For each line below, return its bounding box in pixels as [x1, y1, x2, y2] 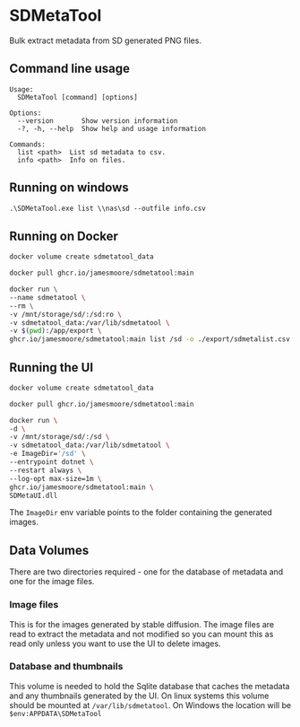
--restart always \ [9, 466, 82, 475]
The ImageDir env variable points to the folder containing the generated [9, 507, 273, 518]
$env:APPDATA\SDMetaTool [9, 709, 102, 718]
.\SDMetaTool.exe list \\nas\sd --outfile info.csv [9, 204, 206, 213]
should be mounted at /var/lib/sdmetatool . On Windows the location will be [9, 699, 292, 710]
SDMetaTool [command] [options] [17, 92, 139, 101]
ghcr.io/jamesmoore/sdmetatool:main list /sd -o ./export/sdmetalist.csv [9, 335, 291, 344]
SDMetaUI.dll [9, 491, 58, 500]
